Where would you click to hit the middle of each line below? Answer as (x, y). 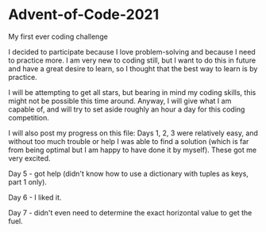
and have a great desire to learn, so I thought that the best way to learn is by (133, 68)
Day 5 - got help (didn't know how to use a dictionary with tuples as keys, (128, 173)
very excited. (29, 158)
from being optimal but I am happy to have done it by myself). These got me (132, 150)
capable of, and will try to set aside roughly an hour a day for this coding (127, 109)
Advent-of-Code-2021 (84, 15)
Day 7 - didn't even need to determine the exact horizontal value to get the (130, 212)
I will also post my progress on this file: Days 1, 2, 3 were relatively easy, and (133, 133)
